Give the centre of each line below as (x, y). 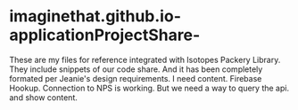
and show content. (44, 97)
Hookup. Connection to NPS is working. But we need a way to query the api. (149, 88)
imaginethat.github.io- (95, 16)
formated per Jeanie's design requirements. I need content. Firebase (136, 78)
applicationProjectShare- (105, 35)
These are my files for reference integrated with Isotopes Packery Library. (145, 59)
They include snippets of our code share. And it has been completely (136, 69)
